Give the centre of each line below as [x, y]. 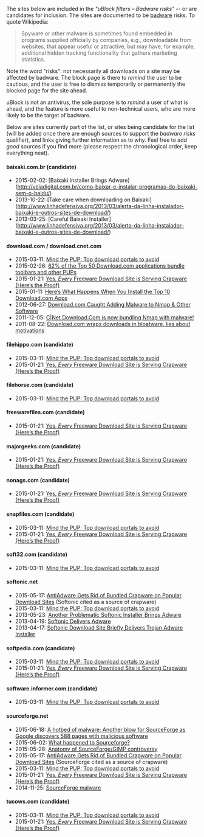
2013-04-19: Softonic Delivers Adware [63, 621]
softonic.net [22, 582]
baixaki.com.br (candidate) [42, 167]
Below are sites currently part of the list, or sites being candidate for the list [100, 127]
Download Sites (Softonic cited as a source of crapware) [86, 602]
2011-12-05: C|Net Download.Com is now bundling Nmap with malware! [104, 318]
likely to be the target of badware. [49, 115]
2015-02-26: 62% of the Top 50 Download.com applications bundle [100, 266]
